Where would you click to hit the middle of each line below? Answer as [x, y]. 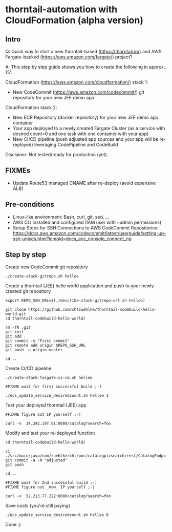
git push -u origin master [34, 350]
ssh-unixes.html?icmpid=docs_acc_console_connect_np [72, 239]
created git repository [28, 291]
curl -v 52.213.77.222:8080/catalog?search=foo [58, 496]
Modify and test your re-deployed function [50, 433]
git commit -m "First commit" [38, 341]
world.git [16, 314]
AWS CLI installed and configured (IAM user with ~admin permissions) [87, 222]
